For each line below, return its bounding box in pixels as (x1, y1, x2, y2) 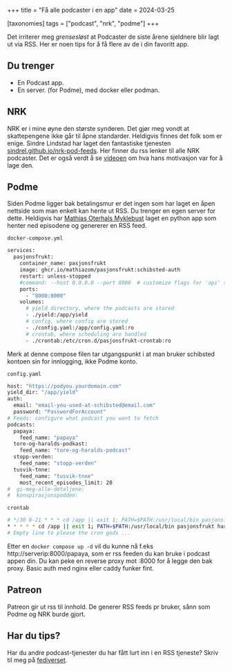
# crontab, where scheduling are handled (25, 330, 147, 338)
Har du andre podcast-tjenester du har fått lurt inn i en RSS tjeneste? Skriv (7, 648, 219, 656)
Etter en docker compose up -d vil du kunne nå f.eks (7, 542, 154, 550)
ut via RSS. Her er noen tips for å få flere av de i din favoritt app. (7, 40, 189, 48)
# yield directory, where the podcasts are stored (25, 305, 175, 312)
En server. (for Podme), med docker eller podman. (17, 86, 160, 94)
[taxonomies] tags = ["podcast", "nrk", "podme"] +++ (7, 19, 159, 27)
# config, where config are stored (25, 318, 128, 325)
